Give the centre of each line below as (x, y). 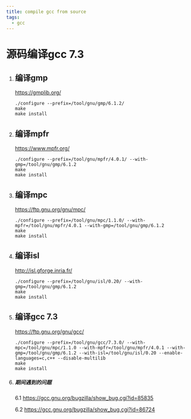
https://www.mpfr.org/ (42, 148)
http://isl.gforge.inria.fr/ (43, 270)
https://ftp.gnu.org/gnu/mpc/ (50, 209)
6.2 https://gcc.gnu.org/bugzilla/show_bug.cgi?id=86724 (85, 409)
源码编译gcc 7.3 (45, 54)
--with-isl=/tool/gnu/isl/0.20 (118, 353)
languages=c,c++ (35, 358)
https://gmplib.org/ (38, 92)
